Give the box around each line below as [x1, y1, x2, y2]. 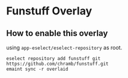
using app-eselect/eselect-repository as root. [6, 44, 123, 51]
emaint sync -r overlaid [6, 66, 69, 72]
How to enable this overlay [6, 28, 108, 38]
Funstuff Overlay [6, 4, 93, 18]
